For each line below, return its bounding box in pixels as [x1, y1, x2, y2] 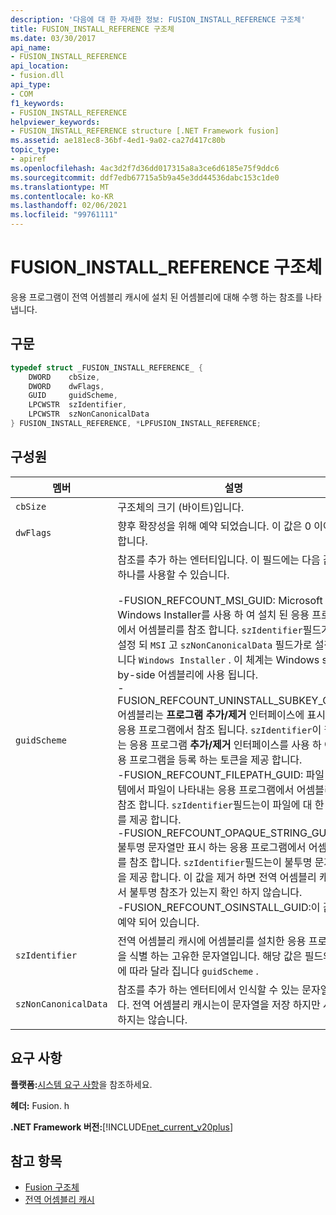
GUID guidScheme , [28, 391, 118, 401]
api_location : [10, 61, 70, 71]
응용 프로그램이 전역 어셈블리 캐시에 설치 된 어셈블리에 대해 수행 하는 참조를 [10, 291, 304, 303]
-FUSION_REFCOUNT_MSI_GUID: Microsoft [117, 593, 323, 607]
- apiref [10, 154, 47, 164]
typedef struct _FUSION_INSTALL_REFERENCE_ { [10, 362, 203, 373]
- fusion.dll [10, 71, 65, 81]
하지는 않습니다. [117, 1012, 188, 1026]
